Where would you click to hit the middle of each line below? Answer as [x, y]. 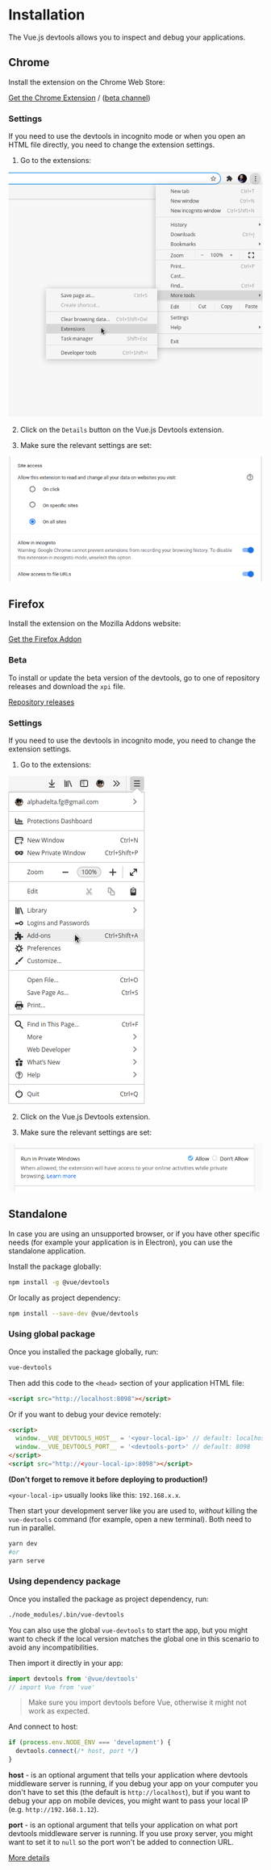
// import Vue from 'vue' [52, 1687]
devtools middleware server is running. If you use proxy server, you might [131, 1834]
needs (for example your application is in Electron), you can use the [121, 1242]
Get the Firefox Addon [45, 639]
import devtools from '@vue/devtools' [73, 1679]
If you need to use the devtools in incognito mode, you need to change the [132, 741]
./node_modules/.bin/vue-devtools [67, 1615]
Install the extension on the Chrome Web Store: [87, 82]
